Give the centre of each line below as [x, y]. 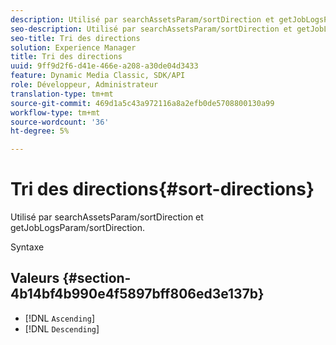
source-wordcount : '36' [60, 122]
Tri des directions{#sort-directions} [162, 189]
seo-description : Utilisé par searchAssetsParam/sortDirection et [151, 29]
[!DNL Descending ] [62, 328]
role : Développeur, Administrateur [84, 85]
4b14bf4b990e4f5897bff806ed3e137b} [137, 294]
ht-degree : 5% [40, 131]
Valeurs [35, 278]
